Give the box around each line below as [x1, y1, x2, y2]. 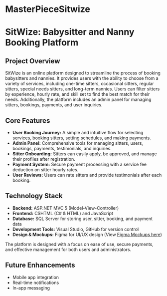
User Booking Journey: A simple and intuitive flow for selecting [12, 130, 144, 135]
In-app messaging [12, 285, 50, 291]
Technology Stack [5, 192, 63, 200]
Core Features [5, 116, 50, 125]
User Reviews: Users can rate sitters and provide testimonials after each [12, 172, 162, 178]
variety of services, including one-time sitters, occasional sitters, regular [5, 81, 155, 87]
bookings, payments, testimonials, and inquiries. [12, 146, 112, 151]
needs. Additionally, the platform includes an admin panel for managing [5, 96, 152, 103]
